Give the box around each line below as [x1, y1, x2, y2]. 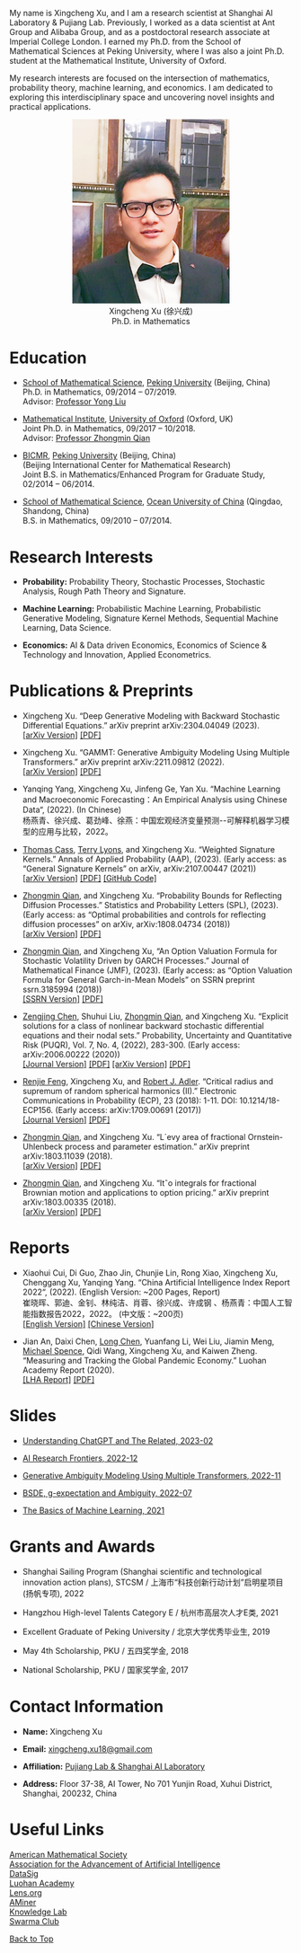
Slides [9, 1406, 57, 1427]
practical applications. [9, 102, 92, 111]
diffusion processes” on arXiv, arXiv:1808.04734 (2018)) [22, 919, 231, 930]
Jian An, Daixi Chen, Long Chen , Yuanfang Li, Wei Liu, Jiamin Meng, [22, 1336, 275, 1347]
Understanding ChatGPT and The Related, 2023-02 [22, 1436, 214, 1446]
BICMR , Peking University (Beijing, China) [22, 450, 177, 461]
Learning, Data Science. [22, 623, 112, 633]
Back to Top [9, 1933, 54, 1944]
